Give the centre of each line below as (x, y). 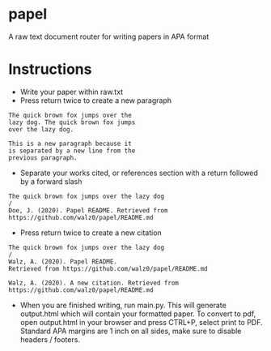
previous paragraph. (43, 158)
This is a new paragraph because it (70, 143)
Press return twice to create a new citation (91, 233)
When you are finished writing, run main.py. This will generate (123, 305)
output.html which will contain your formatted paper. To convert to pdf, (138, 314)
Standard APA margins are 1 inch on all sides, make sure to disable (131, 331)
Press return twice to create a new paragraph (96, 100)
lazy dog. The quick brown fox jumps (72, 122)
